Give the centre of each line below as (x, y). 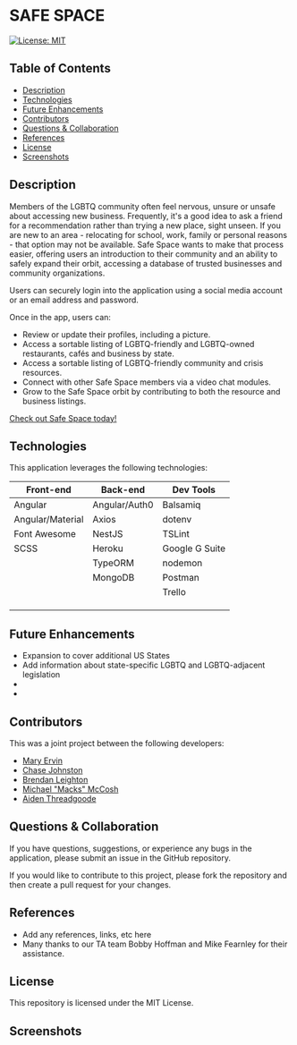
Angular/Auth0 (123, 505)
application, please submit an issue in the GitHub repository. (120, 858)
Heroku (108, 548)
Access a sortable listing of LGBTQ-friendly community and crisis (143, 362)
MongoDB (114, 578)
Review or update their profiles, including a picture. (116, 334)
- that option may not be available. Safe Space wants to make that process (147, 244)
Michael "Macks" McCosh (70, 789)
